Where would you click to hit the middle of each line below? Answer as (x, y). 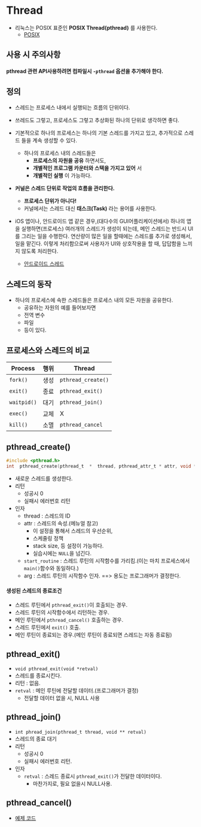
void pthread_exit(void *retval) (57, 669)
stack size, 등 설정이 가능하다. (68, 546)
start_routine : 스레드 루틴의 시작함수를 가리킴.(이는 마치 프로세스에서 (107, 561)
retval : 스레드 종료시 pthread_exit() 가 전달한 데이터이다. (93, 776)
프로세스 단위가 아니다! (50, 200)
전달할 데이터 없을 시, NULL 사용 (62, 698)
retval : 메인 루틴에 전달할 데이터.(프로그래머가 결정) (77, 690)
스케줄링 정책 (48, 538)
